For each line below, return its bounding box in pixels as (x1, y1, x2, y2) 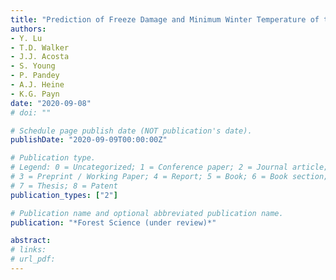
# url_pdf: (10, 254, 56, 265)
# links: (10, 245, 47, 255)
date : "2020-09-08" (10, 98, 92, 108)
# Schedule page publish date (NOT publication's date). (10, 126, 253, 136)
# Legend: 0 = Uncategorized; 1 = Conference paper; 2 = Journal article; (10, 162, 329, 173)
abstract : (10, 236, 52, 246)
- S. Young (10, 61, 56, 71)
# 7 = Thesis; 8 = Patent (10, 181, 118, 191)
